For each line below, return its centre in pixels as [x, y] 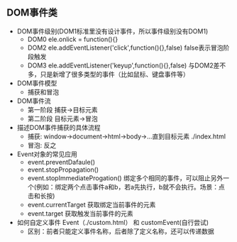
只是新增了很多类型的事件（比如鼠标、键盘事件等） [115, 74]
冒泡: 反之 [42, 145]
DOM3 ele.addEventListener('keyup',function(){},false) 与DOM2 [120, 65]
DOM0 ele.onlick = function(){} [73, 39]
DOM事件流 [34, 101]
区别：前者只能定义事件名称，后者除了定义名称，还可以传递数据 [121, 231]
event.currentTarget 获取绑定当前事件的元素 [92, 204]
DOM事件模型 [37, 83]
